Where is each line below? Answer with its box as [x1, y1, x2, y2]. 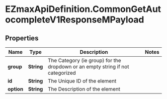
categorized [48, 70, 76, 76]
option [7, 86, 23, 93]
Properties [5, 34, 39, 42]
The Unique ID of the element [48, 78, 117, 84]
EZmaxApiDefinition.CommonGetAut [5, 3, 162, 15]
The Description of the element [48, 86, 121, 93]
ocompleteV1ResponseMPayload [5, 14, 144, 25]
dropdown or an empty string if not [48, 63, 129, 70]
